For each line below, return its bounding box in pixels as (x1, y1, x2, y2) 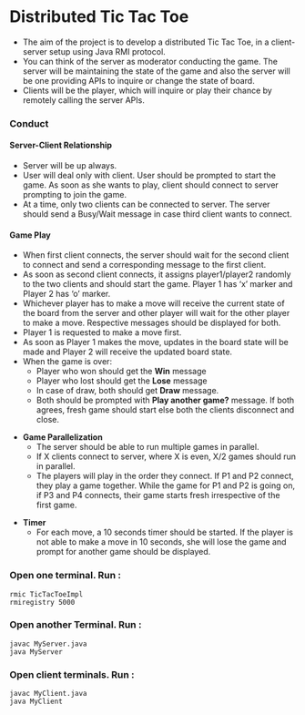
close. (36, 414, 59, 425)
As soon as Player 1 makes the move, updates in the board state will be (22, 337, 290, 348)
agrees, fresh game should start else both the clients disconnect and (36, 404, 295, 415)
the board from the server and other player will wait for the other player (22, 308, 290, 319)
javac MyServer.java (9, 639, 88, 649)
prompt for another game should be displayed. (36, 546, 211, 557)
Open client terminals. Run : (9, 668, 135, 680)
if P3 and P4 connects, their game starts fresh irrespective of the (36, 490, 280, 501)
